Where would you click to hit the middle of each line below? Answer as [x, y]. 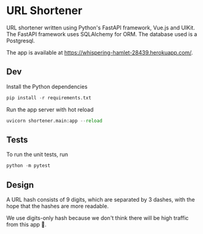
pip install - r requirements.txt [49, 98]
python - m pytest [28, 166]
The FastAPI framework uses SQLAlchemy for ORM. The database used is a [102, 34]
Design [20, 185]
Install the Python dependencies [47, 86]
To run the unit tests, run [37, 154]
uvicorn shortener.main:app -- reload [54, 121]
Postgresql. [21, 40]
